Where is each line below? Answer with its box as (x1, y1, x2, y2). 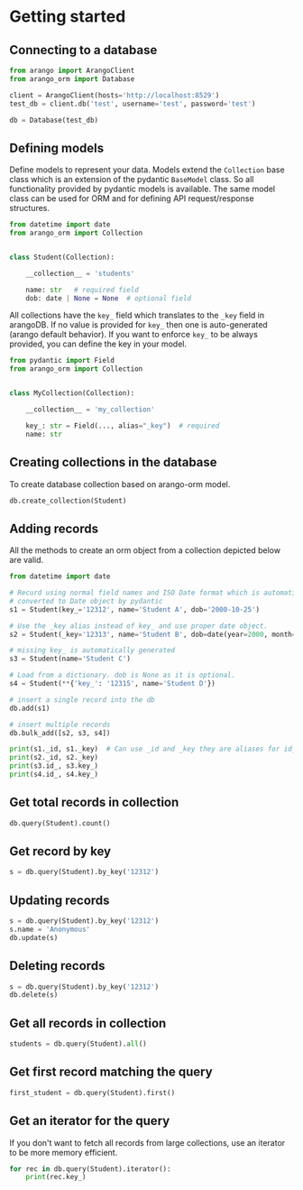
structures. (9, 203, 50, 214)
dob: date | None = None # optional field (25, 293, 192, 303)
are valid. (9, 555, 44, 566)
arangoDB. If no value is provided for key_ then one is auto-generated (9, 319, 268, 330)
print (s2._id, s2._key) (9, 753, 99, 762)
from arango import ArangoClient (9, 66, 135, 75)
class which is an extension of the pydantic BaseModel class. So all (9, 174, 254, 185)
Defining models (9, 140, 105, 155)
